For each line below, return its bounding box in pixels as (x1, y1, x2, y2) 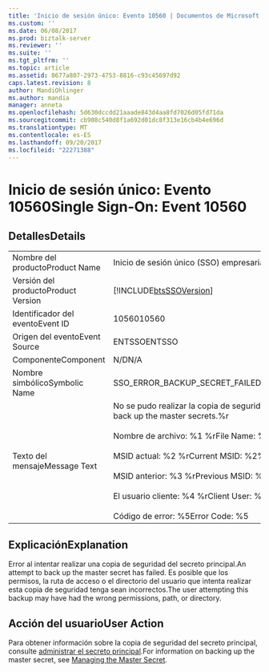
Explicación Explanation (8, 538, 128, 552)
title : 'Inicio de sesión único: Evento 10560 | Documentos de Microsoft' (8, 11, 263, 20)
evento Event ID (12, 318, 70, 330)
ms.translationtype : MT (8, 123, 88, 132)
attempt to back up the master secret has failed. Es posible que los (8, 568, 229, 577)
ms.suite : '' (8, 49, 52, 57)
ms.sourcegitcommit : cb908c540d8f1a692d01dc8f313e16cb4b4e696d (8, 116, 224, 124)
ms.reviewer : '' (8, 42, 62, 50)
